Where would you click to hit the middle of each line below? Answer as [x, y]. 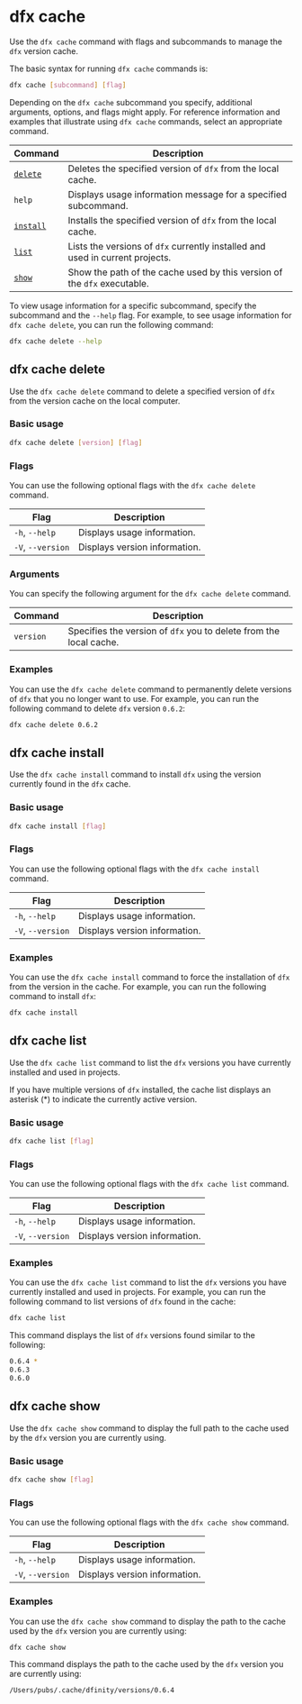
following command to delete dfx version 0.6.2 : [98, 708]
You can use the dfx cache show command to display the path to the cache [147, 1621]
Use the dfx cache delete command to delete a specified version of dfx [142, 391]
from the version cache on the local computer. [95, 401]
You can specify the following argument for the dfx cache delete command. [150, 594]
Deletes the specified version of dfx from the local [173, 169]
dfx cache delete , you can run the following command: [111, 324]
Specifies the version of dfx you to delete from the [174, 631]
